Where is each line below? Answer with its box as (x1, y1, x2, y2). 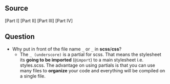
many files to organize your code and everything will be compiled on (19, 67, 165, 73)
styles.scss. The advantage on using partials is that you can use (19, 62, 156, 68)
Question (5, 33, 35, 41)
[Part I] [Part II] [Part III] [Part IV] (5, 17, 73, 23)
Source (5, 4, 29, 13)
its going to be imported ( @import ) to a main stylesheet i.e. (19, 57, 144, 63)
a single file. (19, 73, 46, 79)
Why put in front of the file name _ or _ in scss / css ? (12, 46, 122, 52)
